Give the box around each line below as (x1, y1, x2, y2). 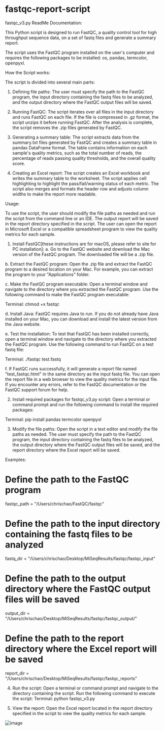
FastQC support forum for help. (5, 387, 69, 393)
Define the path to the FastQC (5, 474, 129, 485)
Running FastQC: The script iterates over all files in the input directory (12, 109, 154, 115)
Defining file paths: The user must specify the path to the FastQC (12, 89, 145, 94)
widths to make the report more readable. (12, 191, 97, 197)
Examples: (5, 457, 26, 462)
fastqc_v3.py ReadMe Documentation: (5, 20, 82, 26)
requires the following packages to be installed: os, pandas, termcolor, (5, 54, 148, 60)
